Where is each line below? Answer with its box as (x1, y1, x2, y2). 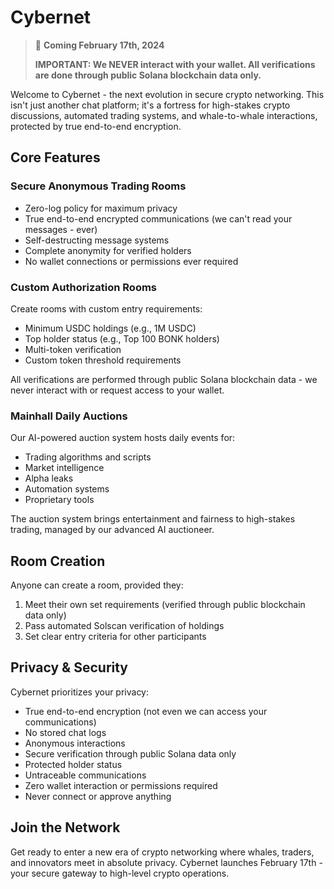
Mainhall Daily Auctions (10, 409, 128, 423)
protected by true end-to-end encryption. (10, 120, 182, 132)
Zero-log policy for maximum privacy (24, 202, 178, 214)
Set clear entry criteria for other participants (24, 631, 207, 643)
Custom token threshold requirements (24, 354, 182, 366)
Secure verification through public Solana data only (24, 747, 237, 760)
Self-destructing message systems (24, 234, 170, 246)
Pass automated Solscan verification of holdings (24, 620, 225, 632)
